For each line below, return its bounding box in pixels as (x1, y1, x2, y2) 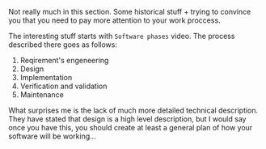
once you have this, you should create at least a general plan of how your (8, 123, 253, 132)
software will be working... (8, 131, 97, 141)
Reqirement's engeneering (19, 56, 109, 65)
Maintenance (19, 90, 65, 100)
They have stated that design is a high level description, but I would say (8, 114, 247, 124)
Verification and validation (19, 81, 108, 91)
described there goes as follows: (8, 40, 117, 49)
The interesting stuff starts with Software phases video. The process (8, 32, 235, 40)
